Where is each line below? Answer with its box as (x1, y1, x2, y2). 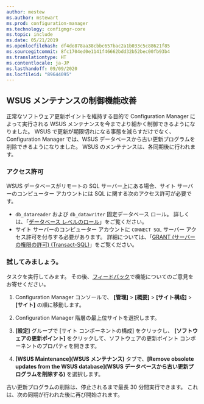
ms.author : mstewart (6, 15, 59, 21)
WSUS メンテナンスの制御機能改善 (6, 95, 137, 105)
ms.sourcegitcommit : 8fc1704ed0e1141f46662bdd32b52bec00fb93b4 (6, 49, 171, 55)
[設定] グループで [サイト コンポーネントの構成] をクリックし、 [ (15, 327, 177, 334)
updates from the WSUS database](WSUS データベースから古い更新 (15, 363, 189, 370)
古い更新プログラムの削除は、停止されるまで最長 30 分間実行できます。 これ (6, 383, 199, 391)
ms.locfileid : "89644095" (6, 71, 72, 77)
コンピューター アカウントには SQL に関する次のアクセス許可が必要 (16, 190, 187, 197)
